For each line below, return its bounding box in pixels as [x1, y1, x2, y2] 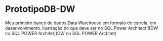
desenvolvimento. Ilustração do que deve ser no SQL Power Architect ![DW [5, 25, 158, 31]
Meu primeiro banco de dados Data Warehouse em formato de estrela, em [5, 20, 157, 26]
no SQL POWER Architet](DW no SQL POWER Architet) [5, 30, 117, 36]
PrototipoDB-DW [5, 3, 76, 15]
